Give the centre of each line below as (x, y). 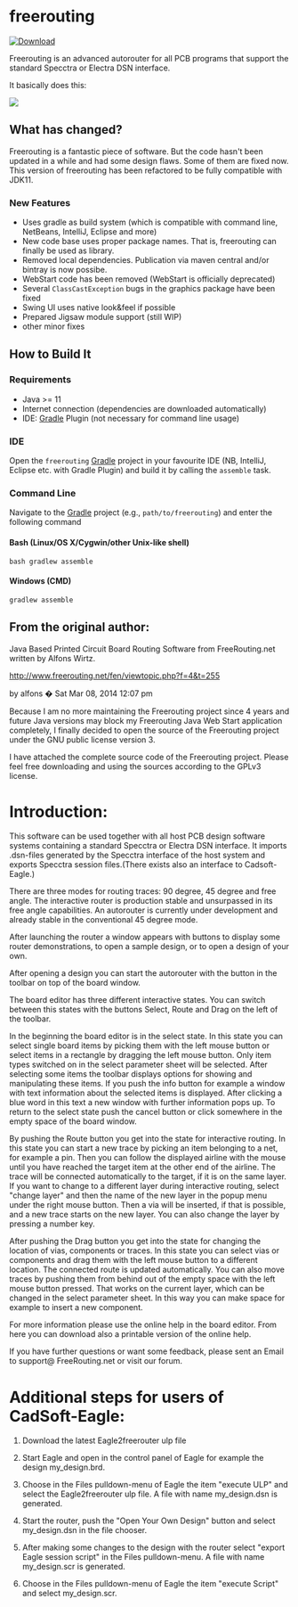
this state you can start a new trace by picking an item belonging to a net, (144, 1148)
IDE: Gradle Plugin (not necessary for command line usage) (131, 418)
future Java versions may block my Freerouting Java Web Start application (146, 720)
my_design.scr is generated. (74, 1567)
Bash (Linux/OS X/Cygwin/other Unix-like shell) (99, 542)
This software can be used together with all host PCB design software (137, 836)
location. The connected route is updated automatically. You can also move (147, 1270)
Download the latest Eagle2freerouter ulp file (104, 1440)
